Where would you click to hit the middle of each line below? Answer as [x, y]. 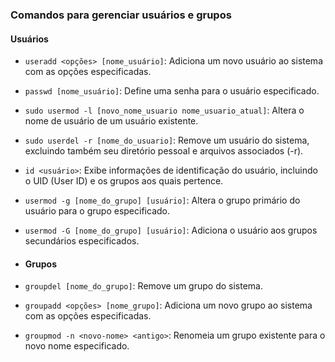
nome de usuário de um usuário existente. [111, 121]
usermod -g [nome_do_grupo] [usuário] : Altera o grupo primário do [162, 200]
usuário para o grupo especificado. [97, 211]
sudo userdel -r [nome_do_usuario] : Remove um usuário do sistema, [167, 140]
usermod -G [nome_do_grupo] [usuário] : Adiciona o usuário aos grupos [171, 230]
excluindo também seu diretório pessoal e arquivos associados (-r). [164, 151]
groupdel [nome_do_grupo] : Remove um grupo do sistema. [143, 286]
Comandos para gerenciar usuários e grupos [121, 15]
